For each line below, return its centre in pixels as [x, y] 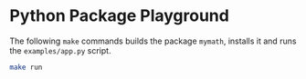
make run [26, 67]
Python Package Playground [120, 16]
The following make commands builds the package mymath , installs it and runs [153, 41]
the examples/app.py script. [60, 50]
